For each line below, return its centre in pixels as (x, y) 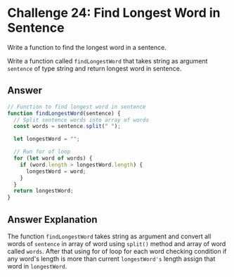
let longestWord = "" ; (47, 139)
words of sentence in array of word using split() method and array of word (117, 243)
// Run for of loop (42, 152)
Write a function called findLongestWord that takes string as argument (108, 60)
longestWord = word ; (56, 171)
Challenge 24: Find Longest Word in (114, 13)
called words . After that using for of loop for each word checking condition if (117, 251)
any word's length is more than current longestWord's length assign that (111, 259)
